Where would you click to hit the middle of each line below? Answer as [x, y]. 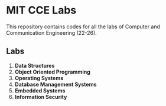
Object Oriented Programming [52, 72]
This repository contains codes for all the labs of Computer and [83, 26]
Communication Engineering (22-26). [52, 32]
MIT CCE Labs [41, 10]
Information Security [41, 97]
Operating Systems [39, 78]
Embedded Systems [40, 90]
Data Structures [35, 65]
